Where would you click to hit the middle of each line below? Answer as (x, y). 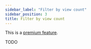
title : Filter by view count (35, 19)
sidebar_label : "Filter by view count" (46, 10)
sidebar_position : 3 (26, 14)
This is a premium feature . (31, 33)
